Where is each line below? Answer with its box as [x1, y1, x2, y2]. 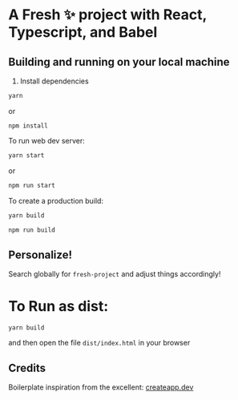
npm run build [8, 226, 56, 234]
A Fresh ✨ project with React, [8, 6, 207, 24]
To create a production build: [8, 196, 104, 205]
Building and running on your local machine [8, 55, 230, 69]
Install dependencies [19, 76, 90, 86]
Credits [8, 361, 46, 374]
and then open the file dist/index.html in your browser [8, 338, 191, 348]
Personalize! [8, 248, 72, 261]
